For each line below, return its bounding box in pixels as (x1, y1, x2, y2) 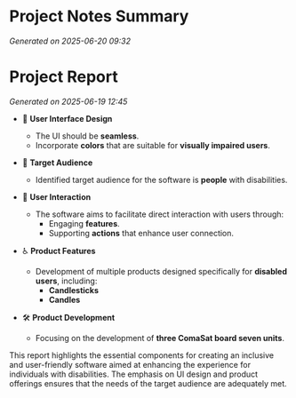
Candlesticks (48, 284, 100, 295)
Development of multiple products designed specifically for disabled (35, 266, 287, 276)
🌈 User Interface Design (21, 113, 113, 123)
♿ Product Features (21, 245, 96, 256)
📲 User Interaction (21, 191, 92, 202)
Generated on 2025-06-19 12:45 (9, 96, 128, 107)
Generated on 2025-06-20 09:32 (9, 36, 132, 46)
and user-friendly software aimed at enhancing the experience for (9, 359, 252, 370)
